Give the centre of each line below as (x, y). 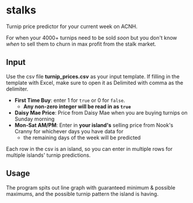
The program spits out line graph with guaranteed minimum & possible (91, 187)
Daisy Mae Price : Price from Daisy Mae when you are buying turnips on (101, 112)
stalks (21, 10)
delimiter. (17, 89)
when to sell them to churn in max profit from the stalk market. (81, 44)
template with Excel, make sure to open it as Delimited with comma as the (95, 82)
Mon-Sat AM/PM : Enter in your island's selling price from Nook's (94, 125)
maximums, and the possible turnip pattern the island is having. (82, 194)
